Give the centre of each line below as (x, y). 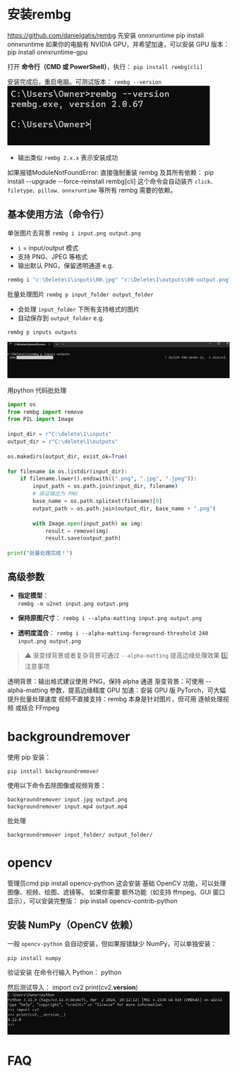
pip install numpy (34, 958)
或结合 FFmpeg (37, 708)
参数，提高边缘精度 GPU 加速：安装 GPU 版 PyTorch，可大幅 (138, 690)
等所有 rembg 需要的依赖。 (138, 190)
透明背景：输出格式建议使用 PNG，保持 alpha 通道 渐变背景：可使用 (106, 681)
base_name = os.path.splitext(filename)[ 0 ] (97, 502)
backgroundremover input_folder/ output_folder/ (80, 835)
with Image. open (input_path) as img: (88, 523)
